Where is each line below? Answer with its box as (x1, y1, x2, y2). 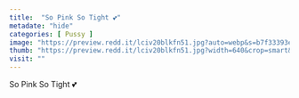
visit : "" (9, 54, 46, 63)
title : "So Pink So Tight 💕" (9, 12, 122, 22)
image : (9, 37, 34, 47)
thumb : (9, 46, 34, 55)
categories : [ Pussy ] (9, 29, 93, 38)
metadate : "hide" (9, 21, 74, 30)
